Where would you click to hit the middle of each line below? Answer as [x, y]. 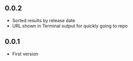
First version [25, 54]
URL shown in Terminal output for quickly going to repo [70, 26]
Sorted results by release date [44, 20]
